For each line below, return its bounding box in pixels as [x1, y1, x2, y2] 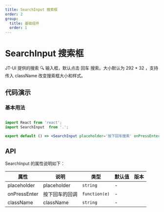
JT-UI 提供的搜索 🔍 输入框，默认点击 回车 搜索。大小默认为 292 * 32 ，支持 [5, 65, 159, 71]
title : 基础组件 [9, 21, 40, 26]
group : [5, 16, 19, 21]
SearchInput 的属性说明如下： [5, 161, 65, 166]
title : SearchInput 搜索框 [5, 7, 58, 12]
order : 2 [5, 12, 23, 17]
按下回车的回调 [43, 191, 78, 198]
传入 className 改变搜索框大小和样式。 [5, 73, 85, 79]
